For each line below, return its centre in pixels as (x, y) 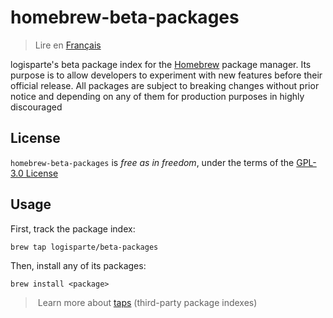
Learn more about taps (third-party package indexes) (147, 302)
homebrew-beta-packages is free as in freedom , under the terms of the (152, 162)
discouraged (36, 107)
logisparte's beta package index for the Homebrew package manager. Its (161, 64)
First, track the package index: (73, 228)
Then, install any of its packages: (78, 265)
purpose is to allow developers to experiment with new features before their (166, 75)
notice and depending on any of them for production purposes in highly (157, 96)
